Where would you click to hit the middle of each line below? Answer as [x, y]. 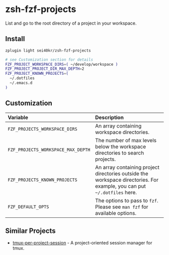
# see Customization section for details [49, 59]
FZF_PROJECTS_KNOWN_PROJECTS [43, 180]
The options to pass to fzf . [126, 200]
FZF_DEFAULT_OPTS [28, 207]
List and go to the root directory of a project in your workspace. [71, 23]
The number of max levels [126, 140]
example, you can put [120, 186]
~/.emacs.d [21, 83]
